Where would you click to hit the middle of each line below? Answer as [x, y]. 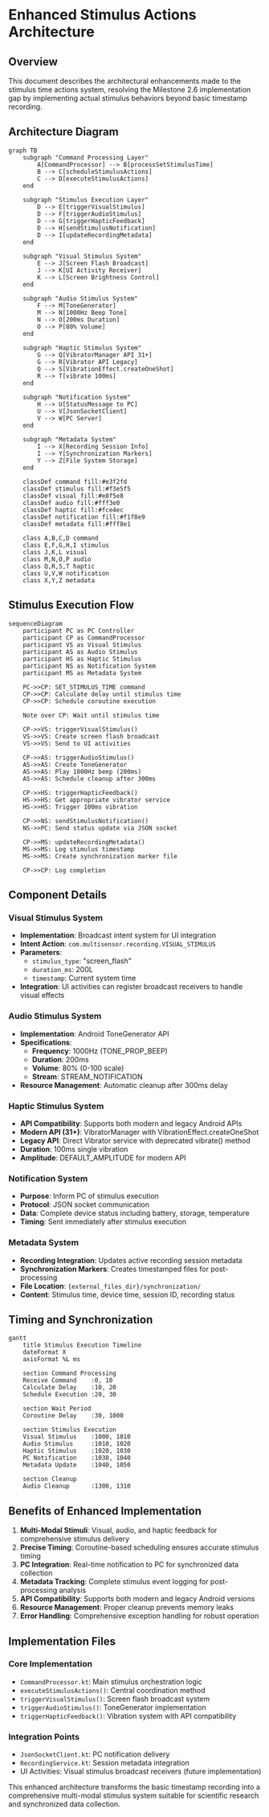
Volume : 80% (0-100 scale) [78, 1068]
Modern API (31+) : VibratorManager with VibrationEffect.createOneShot [139, 1132]
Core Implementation [51, 1664]
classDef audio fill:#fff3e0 [71, 503]
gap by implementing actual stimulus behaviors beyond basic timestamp [128, 98]
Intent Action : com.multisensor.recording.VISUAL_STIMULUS [118, 944]
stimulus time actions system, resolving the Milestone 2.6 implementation [130, 89]
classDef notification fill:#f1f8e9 [84, 517]
